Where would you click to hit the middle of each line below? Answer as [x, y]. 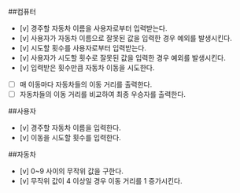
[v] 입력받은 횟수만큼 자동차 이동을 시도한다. [87, 68]
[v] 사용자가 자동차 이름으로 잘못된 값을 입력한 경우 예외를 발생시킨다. [126, 38]
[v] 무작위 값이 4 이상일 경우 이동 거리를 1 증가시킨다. [101, 181]
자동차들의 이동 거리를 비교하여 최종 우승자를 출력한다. [103, 95]
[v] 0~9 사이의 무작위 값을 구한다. [72, 171]
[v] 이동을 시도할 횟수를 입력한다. [70, 138]
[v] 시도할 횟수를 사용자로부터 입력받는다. [83, 48]
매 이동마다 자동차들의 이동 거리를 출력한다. [86, 84]
